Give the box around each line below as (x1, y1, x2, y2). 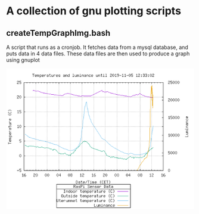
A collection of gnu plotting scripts (6, 4, 182, 18)
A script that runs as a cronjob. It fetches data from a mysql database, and (6, 44, 189, 51)
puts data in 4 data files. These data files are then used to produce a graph (6, 50, 190, 57)
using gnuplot (6, 57, 40, 63)
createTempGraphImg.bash (6, 28, 111, 38)
